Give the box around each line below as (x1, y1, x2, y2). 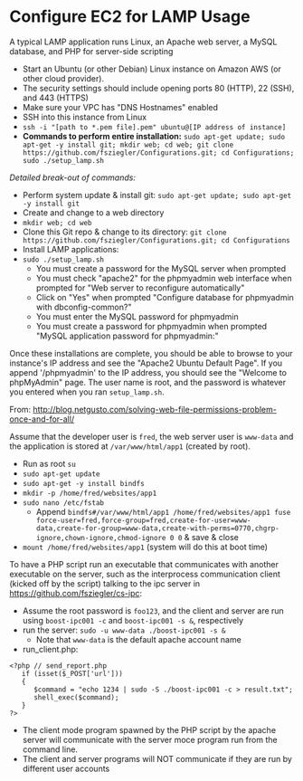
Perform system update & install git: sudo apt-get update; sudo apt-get (22, 189, 292, 200)
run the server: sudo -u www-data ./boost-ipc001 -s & (22, 624, 226, 635)
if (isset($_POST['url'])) (21, 669, 124, 678)
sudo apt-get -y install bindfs (22, 479, 145, 488)
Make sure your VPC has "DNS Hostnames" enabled (22, 101, 219, 112)
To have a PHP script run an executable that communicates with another (9, 558, 279, 569)
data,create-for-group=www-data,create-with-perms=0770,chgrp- (35, 523, 280, 533)
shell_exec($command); (33, 692, 119, 702)
